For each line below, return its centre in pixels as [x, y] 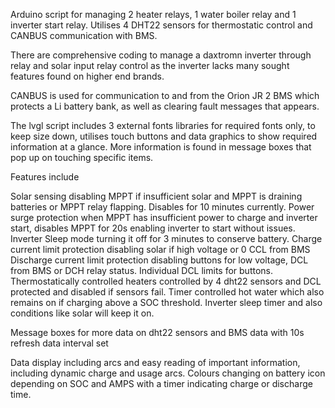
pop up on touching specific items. [82, 157]
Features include [45, 177]
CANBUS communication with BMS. [84, 35]
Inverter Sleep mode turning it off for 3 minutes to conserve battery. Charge [166, 238]
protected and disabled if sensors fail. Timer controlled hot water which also [167, 292]
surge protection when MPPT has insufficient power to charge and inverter [164, 217]
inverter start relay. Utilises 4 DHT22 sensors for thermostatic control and [161, 25]
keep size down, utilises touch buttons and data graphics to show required [164, 136]
